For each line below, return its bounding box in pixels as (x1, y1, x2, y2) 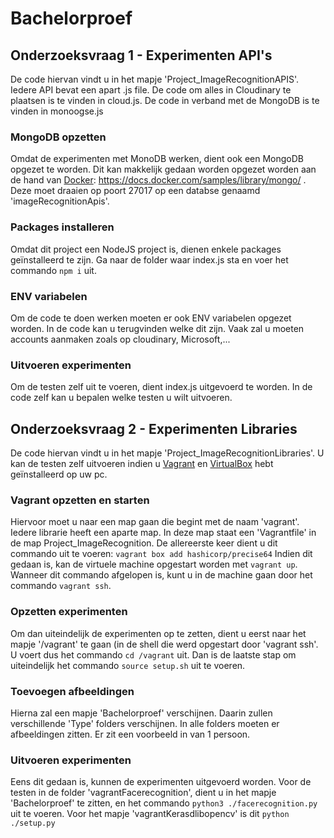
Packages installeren (10, 220, 115, 234)
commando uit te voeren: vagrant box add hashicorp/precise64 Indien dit (10, 548, 313, 560)
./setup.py (10, 818, 56, 829)
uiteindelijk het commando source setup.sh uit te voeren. (10, 659, 246, 671)
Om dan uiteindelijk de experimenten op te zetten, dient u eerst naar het (10, 627, 307, 639)
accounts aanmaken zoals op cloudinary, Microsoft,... (10, 333, 231, 345)
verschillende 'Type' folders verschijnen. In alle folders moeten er (10, 717, 280, 729)
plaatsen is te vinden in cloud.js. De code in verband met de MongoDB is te (10, 95, 320, 106)
